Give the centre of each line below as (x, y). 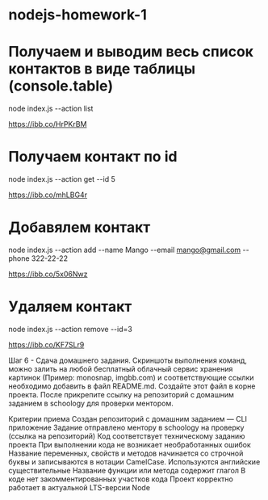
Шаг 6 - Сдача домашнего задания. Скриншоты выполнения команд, (128, 360)
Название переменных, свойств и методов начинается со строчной (126, 453)
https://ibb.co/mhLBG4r (48, 195)
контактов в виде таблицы (102, 69)
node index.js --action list (51, 109)
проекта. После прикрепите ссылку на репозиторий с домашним (121, 394)
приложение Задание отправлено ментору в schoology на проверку (126, 427)
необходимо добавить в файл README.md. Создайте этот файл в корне (132, 386)
